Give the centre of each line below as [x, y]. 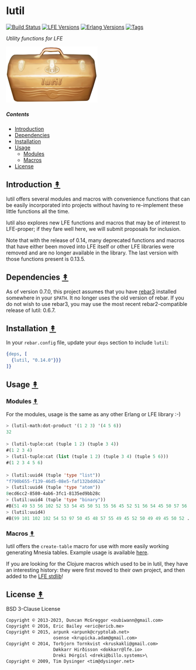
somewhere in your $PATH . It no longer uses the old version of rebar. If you [95, 298]
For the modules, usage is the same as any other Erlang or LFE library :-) [94, 414]
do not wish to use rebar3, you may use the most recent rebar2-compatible [97, 304]
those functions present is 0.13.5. [46, 259]
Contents [18, 114]
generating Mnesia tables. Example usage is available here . [78, 552]
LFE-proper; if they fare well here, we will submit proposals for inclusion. [94, 229]
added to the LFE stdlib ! [35, 576]
